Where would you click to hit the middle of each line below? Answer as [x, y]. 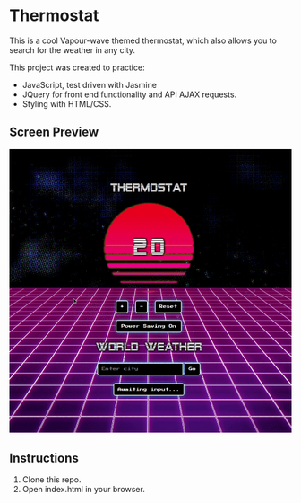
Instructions [44, 458]
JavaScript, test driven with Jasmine [89, 84]
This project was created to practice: [77, 67]
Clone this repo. [52, 480]
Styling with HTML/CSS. [67, 103]
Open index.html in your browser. [83, 490]
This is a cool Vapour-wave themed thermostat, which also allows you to [143, 40]
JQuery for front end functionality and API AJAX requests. [129, 94]
